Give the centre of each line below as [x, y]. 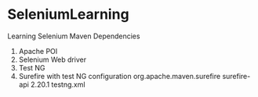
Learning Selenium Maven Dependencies [74, 36]
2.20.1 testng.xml [58, 84]
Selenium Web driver [53, 59]
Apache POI [38, 51]
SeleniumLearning [69, 14]
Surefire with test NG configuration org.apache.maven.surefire [120, 76]
